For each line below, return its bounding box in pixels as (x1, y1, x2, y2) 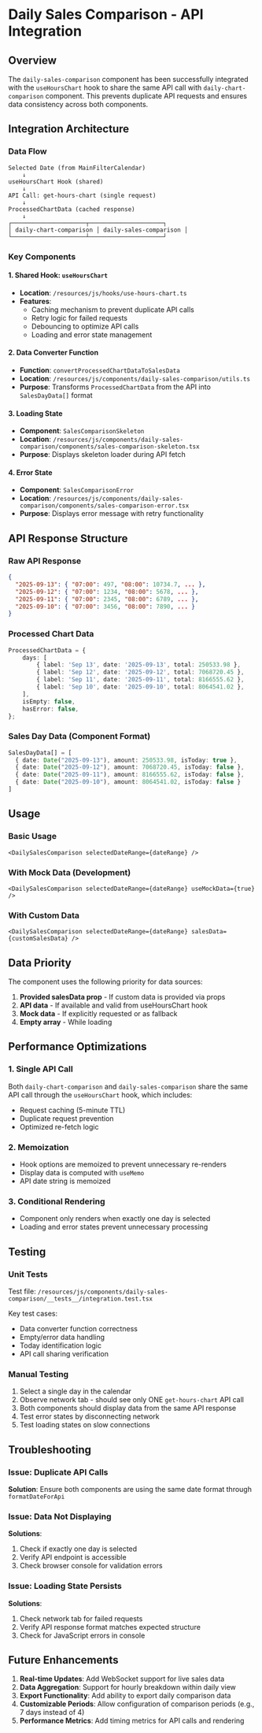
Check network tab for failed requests (19, 1613, 143, 1624)
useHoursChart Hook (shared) (8, 177, 104, 186)
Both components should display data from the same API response (19, 1404, 237, 1413)
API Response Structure (8, 532, 128, 545)
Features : (19, 296, 52, 306)
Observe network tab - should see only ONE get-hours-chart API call (19, 1395, 244, 1405)
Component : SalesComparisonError (19, 485, 134, 495)
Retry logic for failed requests (31, 313, 128, 322)
